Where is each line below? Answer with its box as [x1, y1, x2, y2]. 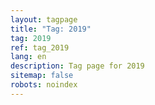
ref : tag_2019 [10, 42, 70, 53]
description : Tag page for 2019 [10, 61, 145, 71]
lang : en [10, 52, 47, 62]
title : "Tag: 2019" [10, 24, 92, 34]
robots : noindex [10, 80, 78, 90]
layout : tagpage [10, 14, 78, 25]
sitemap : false [10, 71, 74, 81]
